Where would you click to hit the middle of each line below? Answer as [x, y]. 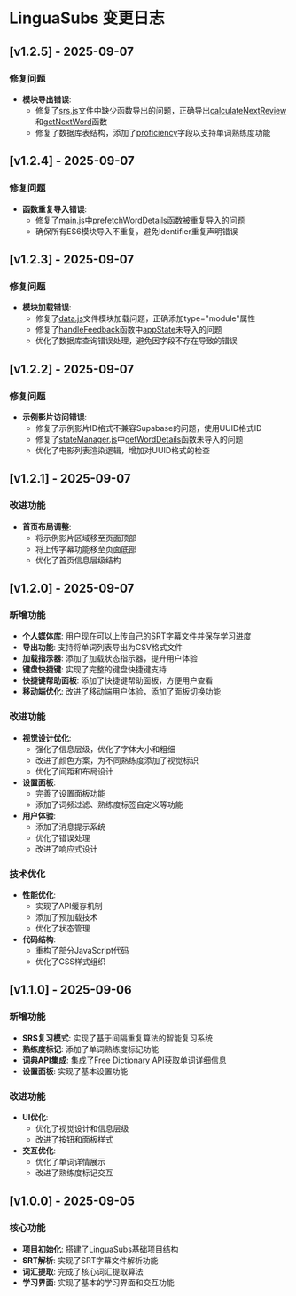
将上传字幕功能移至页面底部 [86, 549]
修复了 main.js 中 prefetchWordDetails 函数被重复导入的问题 [140, 220]
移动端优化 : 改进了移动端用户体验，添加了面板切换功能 [121, 692]
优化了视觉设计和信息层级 [82, 1128]
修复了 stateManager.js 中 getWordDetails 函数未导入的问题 [139, 439]
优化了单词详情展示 [70, 1161]
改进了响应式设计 [66, 849]
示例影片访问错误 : [54, 417]
